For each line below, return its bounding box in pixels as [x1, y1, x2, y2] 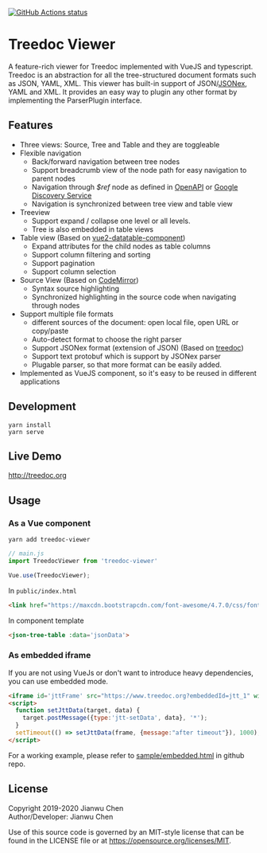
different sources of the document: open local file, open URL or [31, 317, 239, 327]
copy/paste [31, 326, 69, 335]
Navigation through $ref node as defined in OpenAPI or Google [31, 182, 238, 191]
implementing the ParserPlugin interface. [8, 96, 142, 105]
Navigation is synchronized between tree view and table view [31, 199, 233, 209]
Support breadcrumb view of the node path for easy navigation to [31, 165, 247, 174]
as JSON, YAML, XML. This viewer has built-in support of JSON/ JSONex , [8, 78, 248, 88]
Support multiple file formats [19, 309, 114, 319]
